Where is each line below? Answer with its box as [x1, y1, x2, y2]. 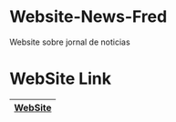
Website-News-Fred [9, 6, 168, 27]
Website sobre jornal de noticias [9, 36, 130, 47]
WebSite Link [9, 68, 112, 89]
